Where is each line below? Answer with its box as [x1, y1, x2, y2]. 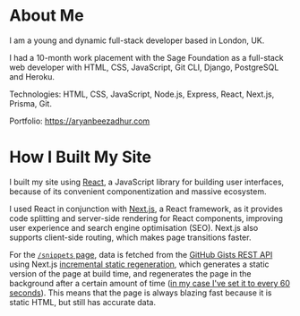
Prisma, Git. [9, 98, 52, 108]
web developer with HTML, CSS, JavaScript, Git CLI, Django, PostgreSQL [9, 62, 279, 73]
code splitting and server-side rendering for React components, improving [9, 212, 284, 224]
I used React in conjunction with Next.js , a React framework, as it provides [9, 203, 284, 214]
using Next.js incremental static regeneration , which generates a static [9, 259, 270, 269]
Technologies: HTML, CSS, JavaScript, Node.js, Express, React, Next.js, [9, 89, 275, 99]
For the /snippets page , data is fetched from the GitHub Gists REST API [9, 249, 273, 260]
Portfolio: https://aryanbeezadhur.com [9, 115, 150, 126]
